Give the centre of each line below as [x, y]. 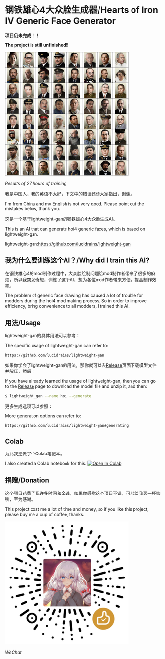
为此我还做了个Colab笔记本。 [35, 453]
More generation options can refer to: [43, 416]
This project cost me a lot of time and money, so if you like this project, [77, 509]
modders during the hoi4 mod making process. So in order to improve [76, 301]
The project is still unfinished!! [37, 45]
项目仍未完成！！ [22, 35]
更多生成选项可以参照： [29, 406]
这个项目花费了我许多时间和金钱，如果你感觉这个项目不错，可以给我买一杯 [81, 493]
